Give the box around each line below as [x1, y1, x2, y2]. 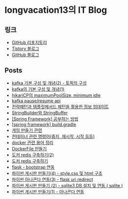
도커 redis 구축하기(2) [11, 152, 54, 158]
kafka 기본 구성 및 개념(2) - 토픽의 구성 [11, 80, 87, 86]
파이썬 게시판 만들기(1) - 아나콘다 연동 [11, 189, 84, 195]
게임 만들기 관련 [11, 127, 42, 133]
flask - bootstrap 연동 [11, 164, 55, 170]
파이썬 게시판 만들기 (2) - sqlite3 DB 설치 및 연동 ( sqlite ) [11, 182, 123, 188]
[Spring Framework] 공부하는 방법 [11, 116, 79, 122]
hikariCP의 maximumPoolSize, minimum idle [11, 92, 101, 98]
